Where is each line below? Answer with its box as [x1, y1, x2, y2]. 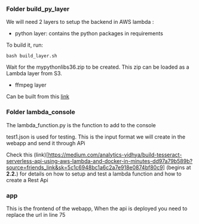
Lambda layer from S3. [6, 70, 63, 77]
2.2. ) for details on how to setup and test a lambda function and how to [6, 170, 182, 177]
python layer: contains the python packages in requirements [14, 30, 163, 37]
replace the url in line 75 [6, 211, 66, 218]
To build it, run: [6, 41, 44, 49]
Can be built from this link [6, 93, 70, 100]
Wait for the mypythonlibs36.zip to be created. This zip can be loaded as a [6, 63, 189, 70]
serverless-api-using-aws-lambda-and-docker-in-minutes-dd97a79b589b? [6, 157, 193, 164]
